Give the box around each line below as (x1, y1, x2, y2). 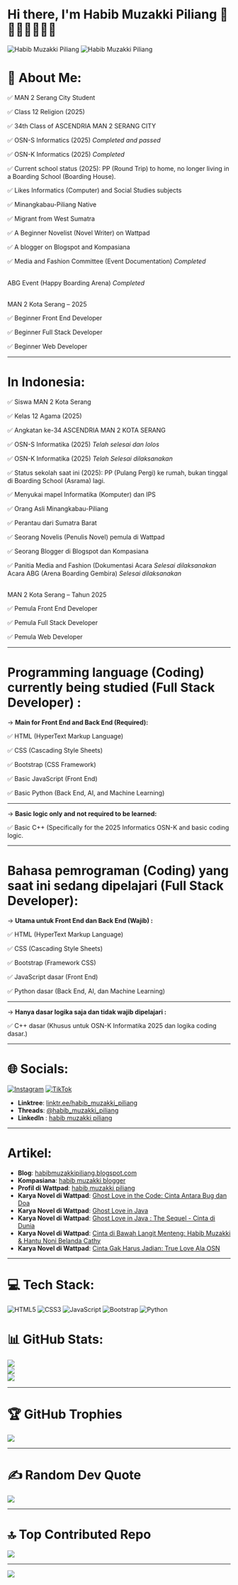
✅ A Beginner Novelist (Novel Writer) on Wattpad (7, 228, 150, 237)
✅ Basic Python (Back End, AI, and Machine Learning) (7, 788, 165, 797)
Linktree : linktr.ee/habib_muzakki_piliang (17, 1098, 138, 1107)
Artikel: (7, 1145, 52, 1161)
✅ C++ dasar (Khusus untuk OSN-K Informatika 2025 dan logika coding (7, 1021, 217, 1029)
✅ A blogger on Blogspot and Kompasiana (7, 243, 130, 251)
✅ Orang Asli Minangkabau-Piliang (7, 504, 108, 513)
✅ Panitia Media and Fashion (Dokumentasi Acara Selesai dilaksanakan (7, 560, 217, 570)
